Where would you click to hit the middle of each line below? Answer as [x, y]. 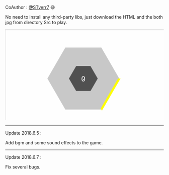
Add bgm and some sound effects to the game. [54, 143]
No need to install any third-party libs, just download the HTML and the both [84, 17]
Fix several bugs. [23, 167]
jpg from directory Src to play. [36, 22]
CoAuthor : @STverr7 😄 [30, 7]
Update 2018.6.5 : [23, 133]
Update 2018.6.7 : [23, 157]
